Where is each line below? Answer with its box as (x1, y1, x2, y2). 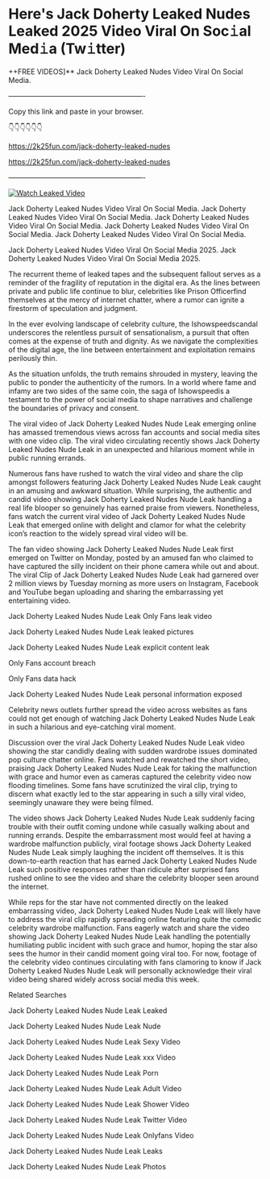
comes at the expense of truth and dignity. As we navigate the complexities (8, 336, 259, 346)
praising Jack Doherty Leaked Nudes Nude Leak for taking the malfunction (8, 763, 258, 773)
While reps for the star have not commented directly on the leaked (8, 897, 228, 907)
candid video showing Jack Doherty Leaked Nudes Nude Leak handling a (8, 494, 252, 504)
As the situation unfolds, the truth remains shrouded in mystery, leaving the (8, 368, 258, 379)
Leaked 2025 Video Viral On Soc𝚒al (8, 22, 251, 40)
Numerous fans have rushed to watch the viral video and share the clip (8, 468, 243, 478)
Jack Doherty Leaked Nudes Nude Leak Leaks (8, 1146, 163, 1156)
